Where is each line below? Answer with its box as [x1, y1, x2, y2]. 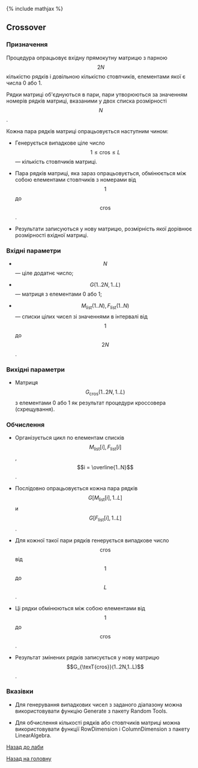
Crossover [6, 22, 46, 32]
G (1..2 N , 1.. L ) [89, 281, 121, 288]
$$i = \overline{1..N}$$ [77, 463, 134, 470]
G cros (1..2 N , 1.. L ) [85, 388, 125, 397]
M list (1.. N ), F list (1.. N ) [81, 302, 130, 311]
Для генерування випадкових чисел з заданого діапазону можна [14, 701, 182, 708]
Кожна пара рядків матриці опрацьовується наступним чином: [6, 127, 169, 134]
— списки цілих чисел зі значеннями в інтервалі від [14, 313, 148, 320]
